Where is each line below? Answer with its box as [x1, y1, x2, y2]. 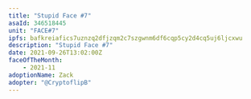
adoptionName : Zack [8, 71, 74, 79]
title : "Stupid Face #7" [8, 11, 92, 20]
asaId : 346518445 [8, 19, 67, 27]
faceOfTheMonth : [8, 57, 63, 65]
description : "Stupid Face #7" [8, 42, 113, 49]
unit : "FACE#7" [8, 26, 60, 34]
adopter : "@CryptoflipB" [8, 78, 92, 86]
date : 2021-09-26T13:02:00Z [8, 49, 103, 57]
